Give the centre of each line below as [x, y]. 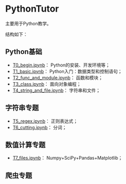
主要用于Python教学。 [28, 23]
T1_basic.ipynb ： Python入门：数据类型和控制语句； [67, 71]
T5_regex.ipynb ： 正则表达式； [45, 121]
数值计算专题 [25, 145]
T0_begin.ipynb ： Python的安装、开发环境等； [61, 65]
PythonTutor [32, 9]
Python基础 [24, 52]
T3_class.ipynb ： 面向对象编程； [47, 84]
